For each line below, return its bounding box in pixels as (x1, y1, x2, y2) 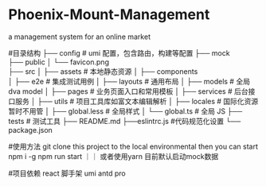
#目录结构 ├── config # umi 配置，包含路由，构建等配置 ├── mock (8, 48, 230, 57)
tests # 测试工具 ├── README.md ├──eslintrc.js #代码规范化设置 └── (8, 116, 241, 126)
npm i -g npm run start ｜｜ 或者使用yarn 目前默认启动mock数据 (8, 151, 219, 161)
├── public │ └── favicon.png (8, 57, 110, 67)
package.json (8, 125, 53, 134)
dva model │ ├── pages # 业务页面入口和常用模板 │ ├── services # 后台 (8, 86, 248, 96)
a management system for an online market (8, 32, 151, 41)
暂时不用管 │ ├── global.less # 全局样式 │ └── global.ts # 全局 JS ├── (8, 106, 243, 116)
